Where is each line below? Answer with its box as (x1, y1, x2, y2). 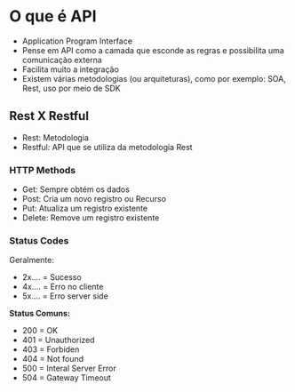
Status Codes (9, 234, 69, 246)
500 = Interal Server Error (21, 363, 117, 374)
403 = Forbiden (21, 344, 80, 355)
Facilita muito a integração (21, 64, 120, 75)
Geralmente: (9, 255, 55, 266)
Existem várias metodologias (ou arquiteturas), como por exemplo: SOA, (21, 73, 287, 84)
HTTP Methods (9, 164, 76, 176)
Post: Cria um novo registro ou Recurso (21, 194, 167, 204)
